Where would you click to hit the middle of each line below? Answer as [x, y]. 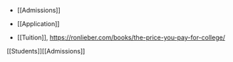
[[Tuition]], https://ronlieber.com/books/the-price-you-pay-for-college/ [121, 37]
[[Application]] [38, 24]
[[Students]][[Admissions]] [46, 51]
